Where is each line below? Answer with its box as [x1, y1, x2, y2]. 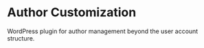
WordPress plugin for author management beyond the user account [7, 27, 199, 35]
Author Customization [7, 5, 137, 20]
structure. [7, 34, 35, 42]
